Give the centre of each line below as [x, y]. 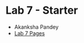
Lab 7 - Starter [42, 10]
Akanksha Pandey [36, 27]
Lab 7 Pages [29, 33]
